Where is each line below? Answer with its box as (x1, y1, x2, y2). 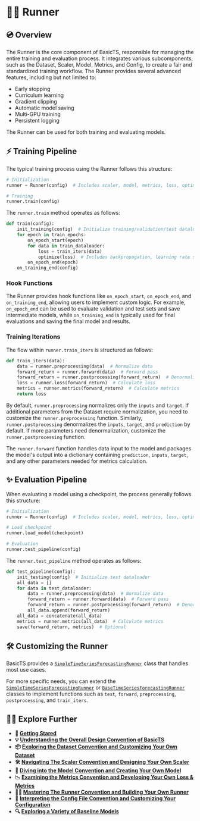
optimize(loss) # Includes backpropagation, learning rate (37, 254, 190, 260)
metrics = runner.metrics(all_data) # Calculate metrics (17, 618, 164, 624)
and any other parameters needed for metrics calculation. (6, 457, 148, 465)
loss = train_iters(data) (37, 248, 102, 255)
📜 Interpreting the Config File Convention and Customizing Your (14, 795, 176, 802)
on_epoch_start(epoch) (27, 237, 84, 243)
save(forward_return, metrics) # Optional (17, 624, 127, 630)
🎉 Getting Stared (14, 730, 57, 737)
